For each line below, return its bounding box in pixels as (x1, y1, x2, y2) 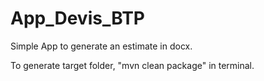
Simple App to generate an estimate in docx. (10, 40, 193, 52)
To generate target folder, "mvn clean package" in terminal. (10, 59, 255, 71)
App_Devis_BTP (10, 7, 145, 30)
